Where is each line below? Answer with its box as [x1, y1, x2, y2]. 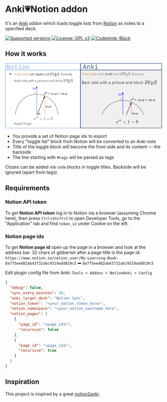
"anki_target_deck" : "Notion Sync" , [9, 296, 85, 301]
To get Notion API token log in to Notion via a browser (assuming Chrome [5, 210, 157, 216]
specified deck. [5, 25, 37, 31]
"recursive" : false [18, 327, 59, 332]
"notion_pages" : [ [9, 311, 48, 316]
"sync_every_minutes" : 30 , [9, 290, 66, 296]
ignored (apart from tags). [5, 169, 59, 175]
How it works [5, 50, 47, 58]
